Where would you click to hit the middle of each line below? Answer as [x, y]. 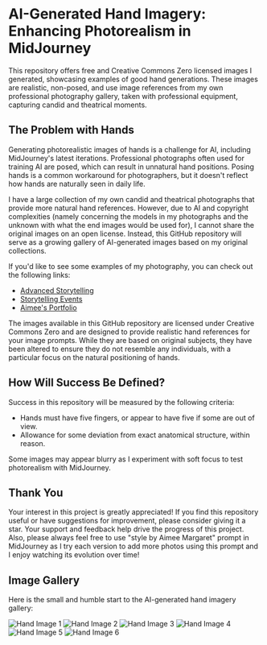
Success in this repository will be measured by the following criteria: [121, 402]
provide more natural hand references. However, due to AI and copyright [129, 208]
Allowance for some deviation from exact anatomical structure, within [135, 435]
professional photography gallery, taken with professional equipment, [123, 96]
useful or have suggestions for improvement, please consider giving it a [127, 521]
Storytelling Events [51, 299]
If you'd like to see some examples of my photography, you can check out [131, 266]
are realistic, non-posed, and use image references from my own [116, 87]
